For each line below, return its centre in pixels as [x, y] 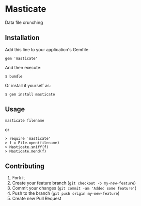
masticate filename [25, 120]
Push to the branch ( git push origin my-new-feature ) [66, 193]
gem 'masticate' [21, 58]
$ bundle [14, 76]
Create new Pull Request [37, 199]
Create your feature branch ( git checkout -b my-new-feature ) [74, 183]
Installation [22, 38]
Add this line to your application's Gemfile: [47, 49]
